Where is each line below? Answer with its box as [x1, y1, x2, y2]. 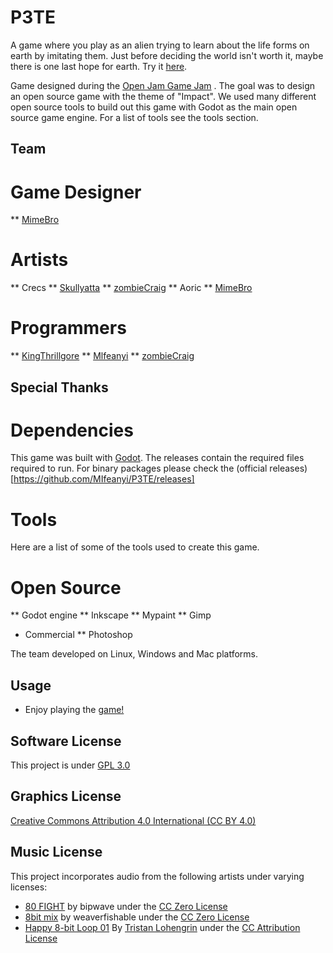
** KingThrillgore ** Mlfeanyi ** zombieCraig [10, 350, 195, 362]
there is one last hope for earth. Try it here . [10, 60, 188, 72]
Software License [10, 732, 122, 750]
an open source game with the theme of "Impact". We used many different [10, 90, 317, 102]
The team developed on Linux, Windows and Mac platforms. [10, 648, 258, 660]
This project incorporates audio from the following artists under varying [10, 870, 305, 882]
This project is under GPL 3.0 [10, 759, 131, 771]
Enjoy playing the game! [24, 704, 125, 716]
